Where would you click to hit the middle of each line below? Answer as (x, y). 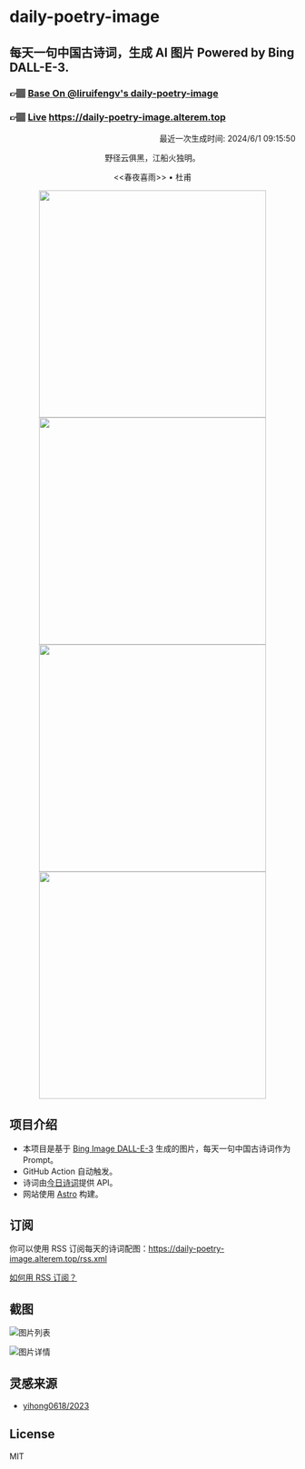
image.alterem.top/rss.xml (58, 1259)
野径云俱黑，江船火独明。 (152, 157)
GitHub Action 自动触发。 (70, 1171)
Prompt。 (40, 1159)
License (32, 1434)
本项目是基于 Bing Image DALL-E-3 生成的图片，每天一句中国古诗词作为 (157, 1148)
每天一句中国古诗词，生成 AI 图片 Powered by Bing (152, 52)
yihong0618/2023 (56, 1406)
